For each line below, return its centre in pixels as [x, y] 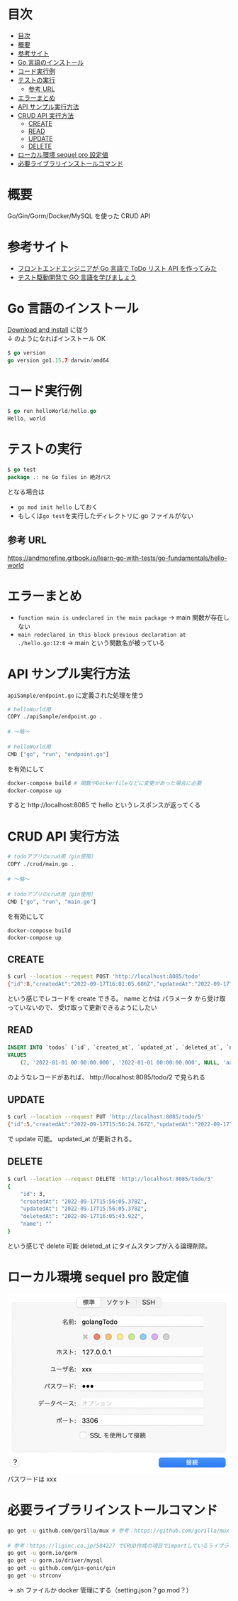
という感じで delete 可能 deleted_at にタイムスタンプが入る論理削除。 [109, 1246]
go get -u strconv [34, 1576]
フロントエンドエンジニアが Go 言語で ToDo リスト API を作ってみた [117, 268]
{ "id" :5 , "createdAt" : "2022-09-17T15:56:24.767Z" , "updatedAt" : [101, 1125]
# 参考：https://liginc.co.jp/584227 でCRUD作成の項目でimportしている [108, 1546]
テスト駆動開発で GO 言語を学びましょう [77, 277]
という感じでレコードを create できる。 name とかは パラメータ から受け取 [117, 998]
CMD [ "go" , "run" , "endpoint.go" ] [58, 754]
